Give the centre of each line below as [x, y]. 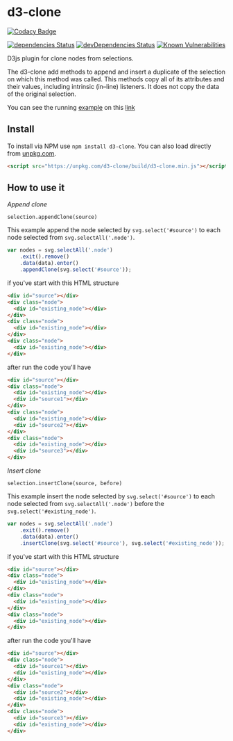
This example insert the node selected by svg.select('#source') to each [111, 496]
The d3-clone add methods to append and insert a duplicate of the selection [116, 72]
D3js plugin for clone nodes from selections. [70, 58]
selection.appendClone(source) [52, 217]
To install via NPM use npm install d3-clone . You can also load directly [109, 146]
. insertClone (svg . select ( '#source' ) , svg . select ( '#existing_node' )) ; [122, 543]
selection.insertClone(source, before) [65, 484]
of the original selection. [42, 94]
